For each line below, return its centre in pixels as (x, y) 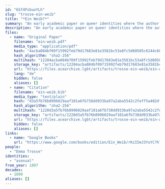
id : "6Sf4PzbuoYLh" (25, 10)
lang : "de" (25, 74)
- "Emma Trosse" (26, 152)
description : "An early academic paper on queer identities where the (79, 28)
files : (12, 32)
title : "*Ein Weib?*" (27, 19)
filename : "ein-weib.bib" (41, 92)
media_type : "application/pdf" (46, 46)
